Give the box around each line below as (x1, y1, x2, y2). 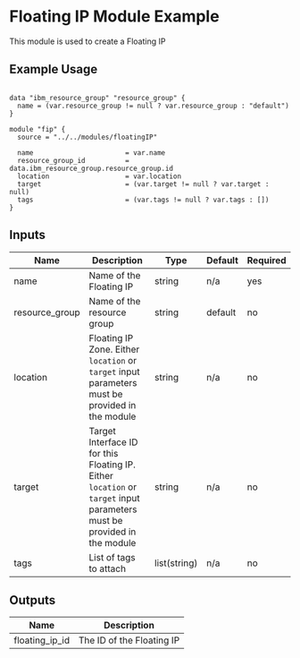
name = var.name (17, 148, 166, 158)
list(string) (154, 557, 198, 569)
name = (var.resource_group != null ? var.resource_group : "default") (17, 101, 290, 110)
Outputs (9, 593, 56, 608)
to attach (88, 562, 127, 575)
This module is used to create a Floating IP (9, 36, 166, 47)
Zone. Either (88, 343, 140, 355)
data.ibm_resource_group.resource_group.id (9, 164, 174, 173)
